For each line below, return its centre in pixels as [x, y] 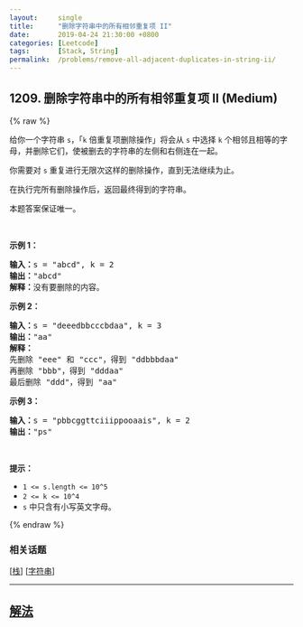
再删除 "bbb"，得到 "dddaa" [67, 370]
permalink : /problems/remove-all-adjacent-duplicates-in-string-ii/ [143, 60]
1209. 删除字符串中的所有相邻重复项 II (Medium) [143, 99]
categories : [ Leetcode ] [54, 43]
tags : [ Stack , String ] [64, 51]
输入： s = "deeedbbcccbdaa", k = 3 [86, 325]
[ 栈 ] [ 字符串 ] [32, 571]
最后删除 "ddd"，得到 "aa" [63, 382]
